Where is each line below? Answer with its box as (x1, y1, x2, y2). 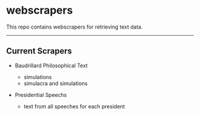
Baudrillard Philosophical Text (14, 62, 88, 69)
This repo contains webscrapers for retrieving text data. (6, 23, 143, 30)
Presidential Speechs (14, 91, 67, 98)
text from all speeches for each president (23, 102, 125, 110)
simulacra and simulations (23, 80, 88, 87)
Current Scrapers (6, 46, 73, 57)
